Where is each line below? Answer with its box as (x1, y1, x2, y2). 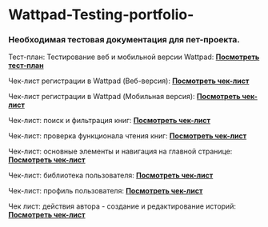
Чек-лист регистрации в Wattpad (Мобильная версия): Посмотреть (8, 92, 241, 102)
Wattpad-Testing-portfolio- (8, 6, 194, 24)
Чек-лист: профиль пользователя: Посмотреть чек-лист (8, 186, 203, 196)
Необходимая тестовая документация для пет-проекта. (8, 34, 240, 46)
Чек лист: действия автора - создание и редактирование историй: (8, 201, 236, 211)
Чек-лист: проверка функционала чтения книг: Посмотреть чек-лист (8, 131, 247, 141)
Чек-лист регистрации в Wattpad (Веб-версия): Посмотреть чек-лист (8, 76, 250, 86)
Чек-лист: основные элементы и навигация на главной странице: (8, 146, 233, 157)
